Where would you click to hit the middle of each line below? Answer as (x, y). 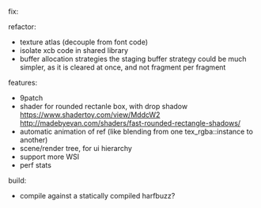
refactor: (23, 26)
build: (17, 180)
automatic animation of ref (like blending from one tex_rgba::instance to (136, 131)
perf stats (35, 165)
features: (23, 83)
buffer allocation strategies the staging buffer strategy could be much (133, 59)
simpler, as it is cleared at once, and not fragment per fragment (123, 67)
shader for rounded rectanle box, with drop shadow (104, 106)
